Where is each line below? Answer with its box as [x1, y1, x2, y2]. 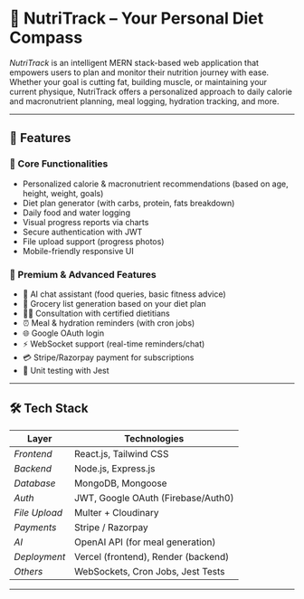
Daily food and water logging [22, 207, 131, 218]
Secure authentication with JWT [22, 226, 143, 237]
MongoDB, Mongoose [73, 477, 167, 490]
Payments [14, 520, 57, 533]
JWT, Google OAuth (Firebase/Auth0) [73, 491, 234, 504]
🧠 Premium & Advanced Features [9, 268, 157, 280]
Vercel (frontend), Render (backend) [73, 550, 229, 563]
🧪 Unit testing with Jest [22, 365, 110, 376]
